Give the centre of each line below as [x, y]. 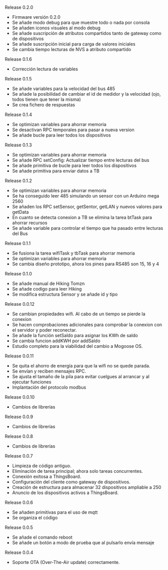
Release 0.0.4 [19, 552]
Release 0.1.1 [18, 243]
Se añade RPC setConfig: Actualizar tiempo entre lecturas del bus [81, 160]
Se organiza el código [35, 518]
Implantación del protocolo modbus [49, 387]
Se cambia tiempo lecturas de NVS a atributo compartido [72, 49]
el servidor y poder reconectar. [44, 330]
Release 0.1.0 [18, 274]
